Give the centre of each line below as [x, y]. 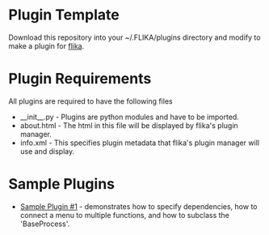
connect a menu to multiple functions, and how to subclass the [125, 215]
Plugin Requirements [80, 79]
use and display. [47, 151]
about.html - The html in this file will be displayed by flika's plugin [129, 125]
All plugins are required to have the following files [90, 101]
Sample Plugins [62, 184]
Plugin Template [64, 15]
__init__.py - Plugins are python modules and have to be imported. [130, 117]
